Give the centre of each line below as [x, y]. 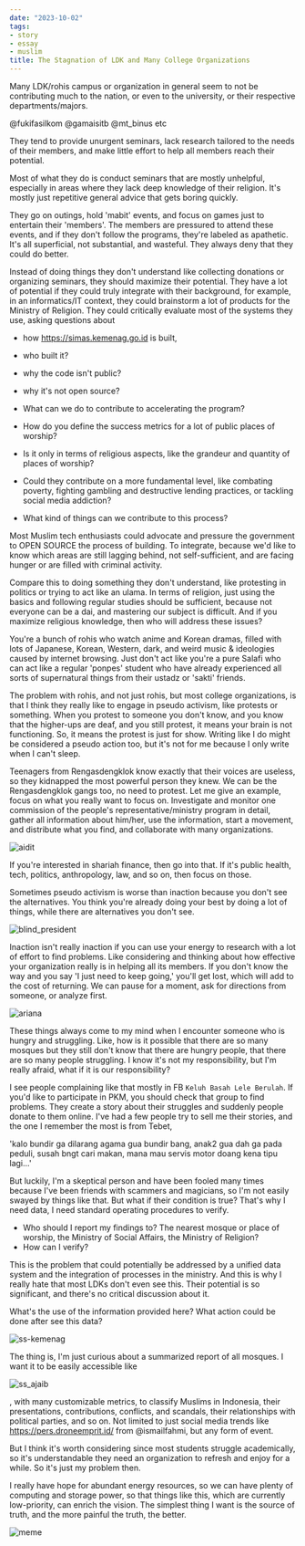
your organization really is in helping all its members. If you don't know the [149, 966]
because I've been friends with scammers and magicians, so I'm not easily [149, 1191]
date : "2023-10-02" [46, 18]
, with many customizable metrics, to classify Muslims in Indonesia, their [145, 1401]
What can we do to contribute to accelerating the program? [134, 408]
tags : [20, 26]
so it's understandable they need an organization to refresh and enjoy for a [150, 1458]
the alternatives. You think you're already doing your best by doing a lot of [148, 902]
